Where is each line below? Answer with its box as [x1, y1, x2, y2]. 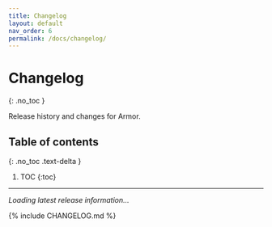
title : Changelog [8, 11, 67, 20]
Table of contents [8, 135, 99, 149]
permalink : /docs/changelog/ [8, 34, 107, 43]
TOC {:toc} [19, 172, 57, 182]
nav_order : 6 [8, 27, 53, 35]
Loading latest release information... [8, 195, 130, 204]
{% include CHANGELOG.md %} [8, 211, 117, 221]
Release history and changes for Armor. [8, 111, 141, 121]
